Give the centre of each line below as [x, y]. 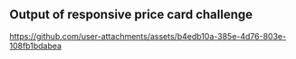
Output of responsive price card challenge [131, 15]
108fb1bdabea [35, 46]
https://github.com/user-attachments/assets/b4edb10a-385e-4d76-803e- [148, 36]
